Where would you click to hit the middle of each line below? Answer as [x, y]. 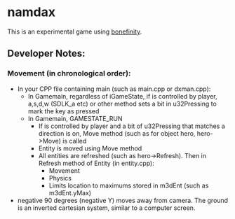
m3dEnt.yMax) [70, 192]
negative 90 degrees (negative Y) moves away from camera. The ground [123, 200]
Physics [60, 178]
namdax [32, 12]
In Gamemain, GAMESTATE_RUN [75, 118]
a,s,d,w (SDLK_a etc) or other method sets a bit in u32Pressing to [122, 104]
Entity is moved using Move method [90, 148]
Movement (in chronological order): [69, 73]
